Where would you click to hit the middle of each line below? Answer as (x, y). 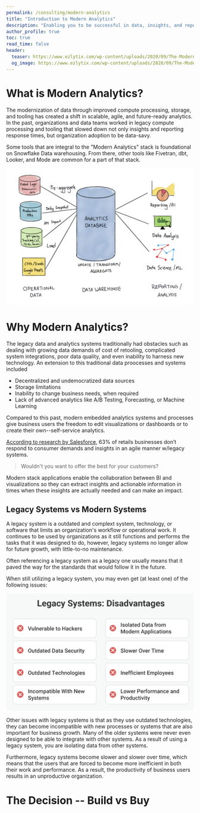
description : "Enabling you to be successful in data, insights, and (94, 25)
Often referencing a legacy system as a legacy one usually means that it (94, 560)
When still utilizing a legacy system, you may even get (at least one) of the (97, 578)
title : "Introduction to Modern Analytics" (61, 19)
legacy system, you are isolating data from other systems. (77, 745)
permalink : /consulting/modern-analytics (58, 13)
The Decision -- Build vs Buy (78, 800)
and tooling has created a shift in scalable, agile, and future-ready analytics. (99, 116)
